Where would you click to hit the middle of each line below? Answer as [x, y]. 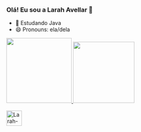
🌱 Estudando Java [38, 23]
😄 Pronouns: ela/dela [43, 29]
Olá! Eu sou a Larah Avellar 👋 [50, 10]
